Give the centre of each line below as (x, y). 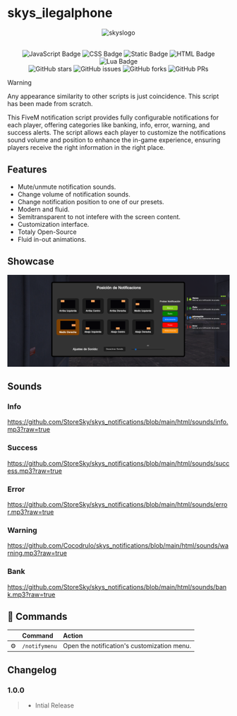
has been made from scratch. (50, 103)
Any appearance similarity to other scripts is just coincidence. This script (113, 96)
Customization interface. (53, 224)
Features (27, 170)
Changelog (32, 670)
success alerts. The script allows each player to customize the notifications (117, 132)
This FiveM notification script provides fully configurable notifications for (113, 117)
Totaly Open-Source (47, 232)
